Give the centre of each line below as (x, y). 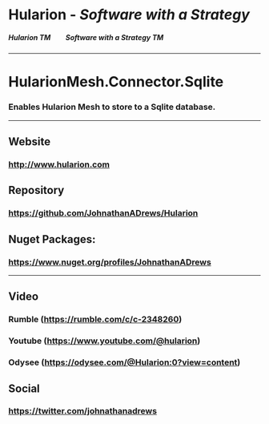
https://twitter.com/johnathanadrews (83, 411)
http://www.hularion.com (59, 164)
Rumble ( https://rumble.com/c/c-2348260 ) (95, 320)
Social (24, 388)
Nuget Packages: (52, 239)
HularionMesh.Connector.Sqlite (116, 82)
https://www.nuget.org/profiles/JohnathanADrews (110, 262)
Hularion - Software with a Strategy (129, 15)
